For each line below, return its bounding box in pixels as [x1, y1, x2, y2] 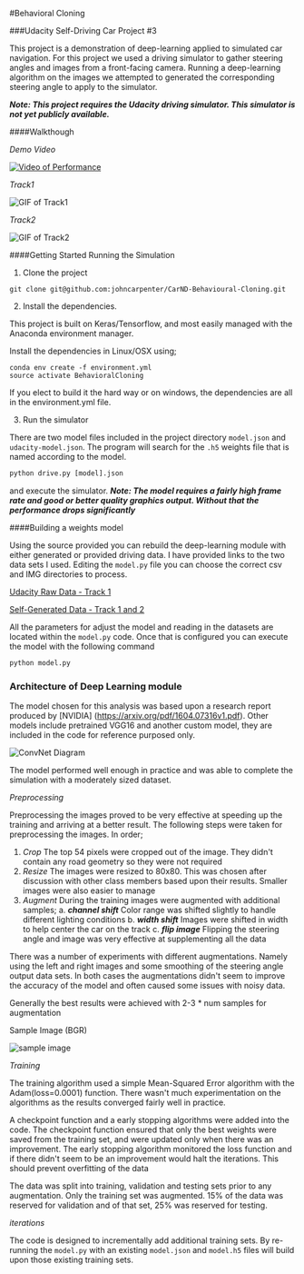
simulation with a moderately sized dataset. [9, 774, 172, 785]
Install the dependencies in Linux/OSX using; [9, 345, 177, 356]
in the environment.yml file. [9, 397, 112, 407]
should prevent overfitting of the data [9, 1163, 149, 1174]
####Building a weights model [9, 522, 124, 532]
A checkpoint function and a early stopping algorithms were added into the [9, 1115, 290, 1126]
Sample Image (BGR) [9, 1025, 88, 1036]
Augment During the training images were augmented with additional [22, 895, 280, 906]
